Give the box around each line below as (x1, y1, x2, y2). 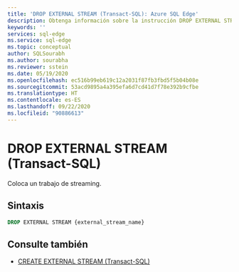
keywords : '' (7, 23, 46, 31)
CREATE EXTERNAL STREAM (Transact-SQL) (17, 257, 151, 266)
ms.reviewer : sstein (7, 63, 69, 70)
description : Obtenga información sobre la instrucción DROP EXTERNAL (7, 17, 221, 24)
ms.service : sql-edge (7, 37, 72, 44)
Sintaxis (7, 200, 45, 212)
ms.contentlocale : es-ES (7, 97, 81, 104)
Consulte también (7, 238, 88, 250)
